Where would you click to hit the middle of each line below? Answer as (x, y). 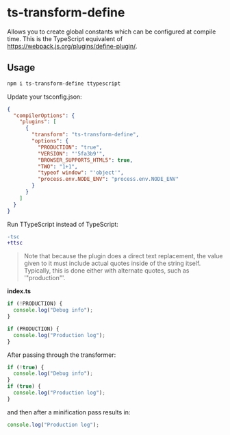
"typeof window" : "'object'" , (81, 173)
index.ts (19, 291)
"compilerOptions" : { (44, 115)
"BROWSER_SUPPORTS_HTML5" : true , (85, 160)
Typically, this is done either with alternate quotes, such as (106, 271)
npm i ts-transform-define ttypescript (64, 84)
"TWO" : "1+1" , (57, 166)
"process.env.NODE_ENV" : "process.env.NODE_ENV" (108, 179)
